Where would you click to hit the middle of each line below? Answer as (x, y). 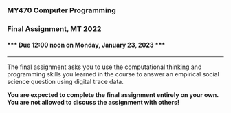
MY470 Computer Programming (62, 10)
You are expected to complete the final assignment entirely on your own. (113, 95)
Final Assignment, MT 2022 (54, 28)
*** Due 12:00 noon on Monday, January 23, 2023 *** (86, 45)
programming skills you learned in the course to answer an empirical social (113, 74)
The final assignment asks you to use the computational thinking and (104, 67)
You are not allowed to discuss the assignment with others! (93, 103)
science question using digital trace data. (65, 82)
